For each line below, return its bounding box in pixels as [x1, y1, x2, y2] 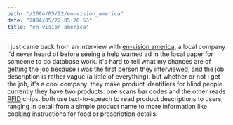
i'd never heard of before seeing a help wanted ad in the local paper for [7, 50, 214, 58]
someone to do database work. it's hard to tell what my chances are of [7, 58, 212, 66]
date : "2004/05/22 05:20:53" [7, 17, 93, 24]
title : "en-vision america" [7, 23, 90, 30]
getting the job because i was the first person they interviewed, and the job [7, 65, 225, 74]
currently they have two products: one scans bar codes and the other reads [7, 87, 226, 96]
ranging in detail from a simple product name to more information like [7, 103, 208, 111]
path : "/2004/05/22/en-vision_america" [7, 10, 124, 18]
